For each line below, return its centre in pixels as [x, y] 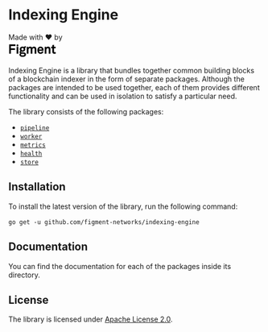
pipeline [35, 128]
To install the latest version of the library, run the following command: [123, 206]
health [31, 154]
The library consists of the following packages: [86, 111]
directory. [24, 275]
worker [31, 136]
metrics [33, 145]
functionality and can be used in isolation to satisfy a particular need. [123, 96]
